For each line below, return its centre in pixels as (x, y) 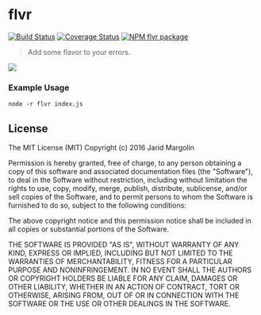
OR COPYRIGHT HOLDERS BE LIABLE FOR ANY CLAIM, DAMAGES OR (123, 278)
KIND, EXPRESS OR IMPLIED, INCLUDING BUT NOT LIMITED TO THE (121, 253)
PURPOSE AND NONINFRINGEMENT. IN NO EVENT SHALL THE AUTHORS (130, 270)
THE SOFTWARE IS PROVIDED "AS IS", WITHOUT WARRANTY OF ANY (124, 245)
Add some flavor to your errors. (79, 52)
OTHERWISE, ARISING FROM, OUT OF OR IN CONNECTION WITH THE (124, 295)
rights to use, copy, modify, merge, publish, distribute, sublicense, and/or (128, 189)
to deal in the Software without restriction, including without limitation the (128, 180)
